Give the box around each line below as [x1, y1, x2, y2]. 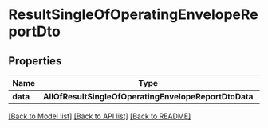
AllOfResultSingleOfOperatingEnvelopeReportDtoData [42, 91, 254, 102]
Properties [8, 54, 62, 68]
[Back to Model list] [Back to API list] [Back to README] [8, 111, 191, 121]
